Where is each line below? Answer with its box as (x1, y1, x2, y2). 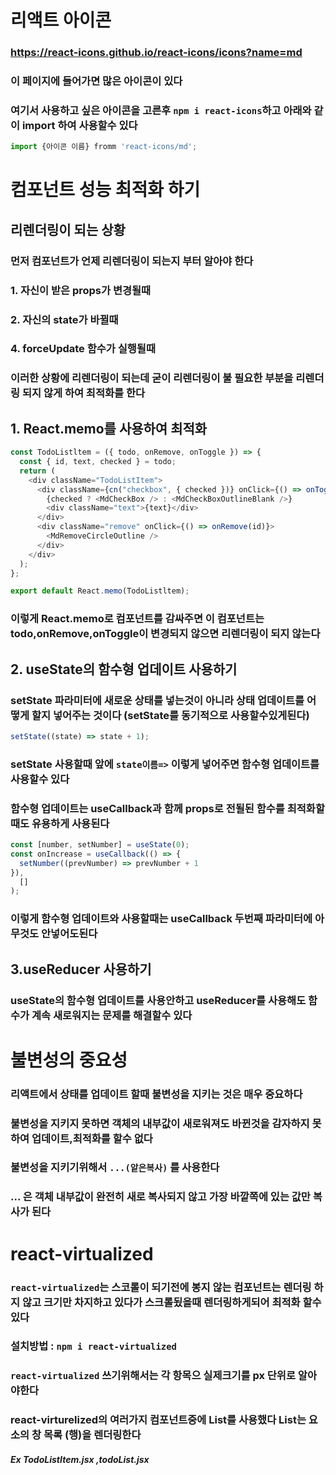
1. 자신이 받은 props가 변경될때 (10, 283, 152, 297)
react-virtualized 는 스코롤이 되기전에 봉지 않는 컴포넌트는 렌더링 (10, 1280, 312, 1294)
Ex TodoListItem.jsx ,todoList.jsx (10, 1453, 150, 1465)
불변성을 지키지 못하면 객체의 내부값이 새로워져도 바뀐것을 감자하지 (10, 1116, 310, 1130)
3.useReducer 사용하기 (10, 961, 152, 978)
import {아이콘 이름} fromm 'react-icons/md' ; (10, 142, 198, 152)
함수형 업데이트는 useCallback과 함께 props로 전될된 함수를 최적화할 (10, 801, 325, 815)
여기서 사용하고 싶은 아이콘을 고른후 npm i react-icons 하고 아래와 (10, 103, 312, 117)
